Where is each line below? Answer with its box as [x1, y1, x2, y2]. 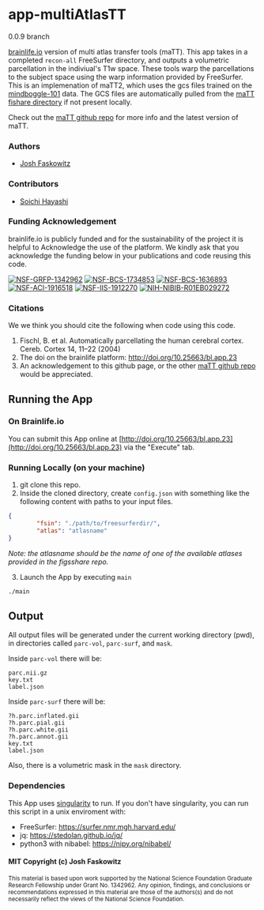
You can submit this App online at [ [8, 434, 123, 443]
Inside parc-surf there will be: [8, 697, 106, 706]
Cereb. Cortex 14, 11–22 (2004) [19, 344, 121, 354]
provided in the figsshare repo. [8, 557, 109, 566]
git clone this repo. [19, 480, 81, 490]
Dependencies [8, 780, 66, 792]
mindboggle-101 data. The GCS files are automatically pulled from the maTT [8, 88, 255, 98]
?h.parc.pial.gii [8, 719, 66, 728]
